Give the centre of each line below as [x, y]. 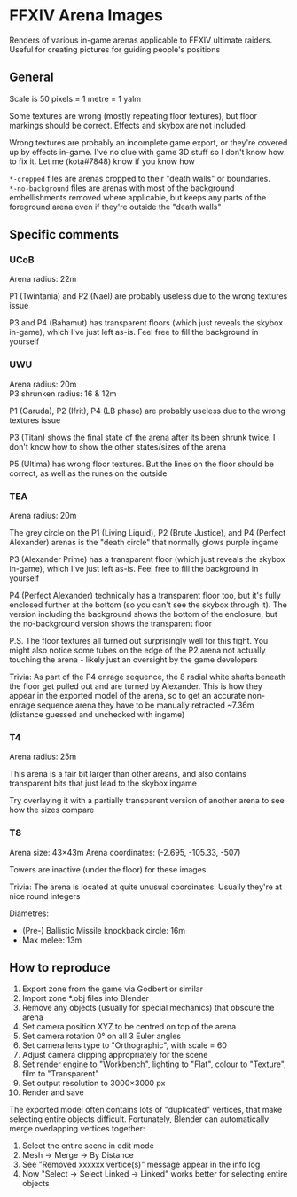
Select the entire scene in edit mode [88, 1146]
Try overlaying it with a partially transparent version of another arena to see [147, 801]
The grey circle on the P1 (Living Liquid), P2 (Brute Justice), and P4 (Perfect [148, 533]
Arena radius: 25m [43, 757]
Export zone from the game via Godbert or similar [113, 989]
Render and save [53, 1092]
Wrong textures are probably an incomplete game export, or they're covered [148, 142]
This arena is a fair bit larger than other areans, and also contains [128, 774]
